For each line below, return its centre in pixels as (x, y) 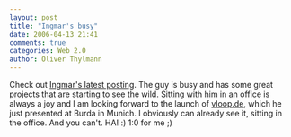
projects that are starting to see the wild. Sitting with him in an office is (140, 94)
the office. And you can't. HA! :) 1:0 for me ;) (91, 123)
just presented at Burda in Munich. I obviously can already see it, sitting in (146, 113)
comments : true (38, 43)
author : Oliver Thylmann (56, 59)
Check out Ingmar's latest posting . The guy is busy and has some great (141, 85)
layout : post (34, 17)
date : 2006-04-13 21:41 (54, 34)
